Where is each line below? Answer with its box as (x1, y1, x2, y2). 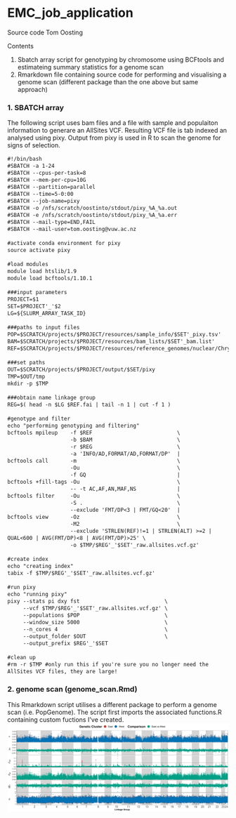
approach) (17, 85, 48, 93)
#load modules (7, 261, 49, 268)
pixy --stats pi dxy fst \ (7, 598, 169, 605)
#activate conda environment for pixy (7, 240, 121, 247)
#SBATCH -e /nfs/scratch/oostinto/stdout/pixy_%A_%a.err (7, 212, 178, 219)
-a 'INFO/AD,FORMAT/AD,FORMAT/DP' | (70, 451, 181, 458)
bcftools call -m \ (7, 458, 181, 465)
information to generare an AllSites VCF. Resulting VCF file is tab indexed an (7, 126, 227, 135)
